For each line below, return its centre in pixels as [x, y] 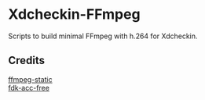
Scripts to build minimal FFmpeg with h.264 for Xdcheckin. [103, 36]
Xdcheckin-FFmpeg [74, 14]
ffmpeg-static [30, 79]
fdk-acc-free [29, 87]
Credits [27, 61]
